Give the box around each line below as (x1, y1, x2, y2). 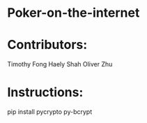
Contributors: (7, 37, 88, 53)
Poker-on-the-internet (7, 5, 140, 21)
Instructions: (7, 85, 84, 101)
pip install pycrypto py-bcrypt (7, 108, 93, 116)
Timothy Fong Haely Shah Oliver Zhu (7, 60, 113, 68)
